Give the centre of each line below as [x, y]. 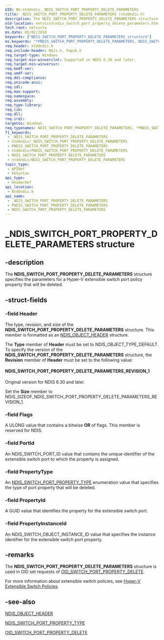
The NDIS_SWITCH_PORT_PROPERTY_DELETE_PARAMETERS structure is [81, 567]
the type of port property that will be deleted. [51, 487]
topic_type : [17, 164]
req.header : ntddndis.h [29, 46]
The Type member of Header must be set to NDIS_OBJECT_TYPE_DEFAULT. [82, 344]
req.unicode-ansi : [24, 82]
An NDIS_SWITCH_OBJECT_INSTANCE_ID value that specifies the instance [80, 534]
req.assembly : [20, 101]
